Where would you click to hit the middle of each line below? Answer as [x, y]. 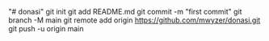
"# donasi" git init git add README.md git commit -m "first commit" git [125, 12]
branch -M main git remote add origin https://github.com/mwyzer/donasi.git [134, 20]
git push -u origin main [46, 29]
